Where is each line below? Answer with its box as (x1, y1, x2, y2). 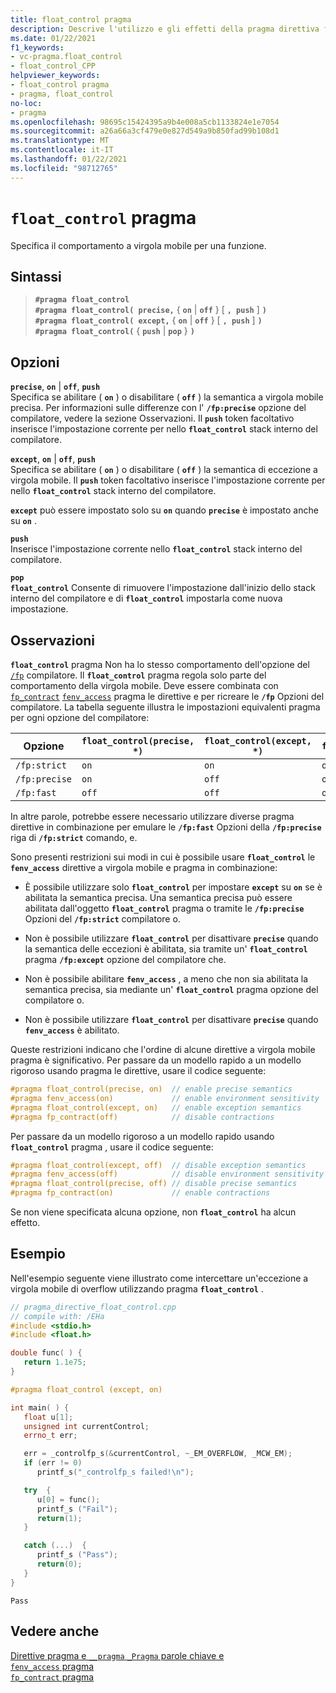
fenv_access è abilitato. (24, 1024, 120, 1036)
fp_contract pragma (10, 1671, 95, 1683)
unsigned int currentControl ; (23, 1421, 150, 1431)
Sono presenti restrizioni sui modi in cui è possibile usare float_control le (10, 851, 316, 863)
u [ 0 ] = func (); (36, 1494, 101, 1505)
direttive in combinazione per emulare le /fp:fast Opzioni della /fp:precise (10, 821, 322, 833)
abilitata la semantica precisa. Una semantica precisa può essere (24, 892, 293, 903)
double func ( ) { (10, 1348, 83, 1358)
